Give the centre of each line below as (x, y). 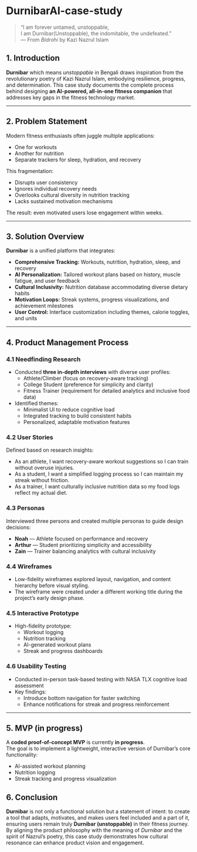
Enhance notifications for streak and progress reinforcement (96, 704)
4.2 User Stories (30, 437)
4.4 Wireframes (29, 566)
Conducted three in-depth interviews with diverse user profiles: (93, 372)
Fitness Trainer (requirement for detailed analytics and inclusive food (106, 391)
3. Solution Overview (45, 236)
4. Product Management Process (67, 342)
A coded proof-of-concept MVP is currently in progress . (75, 742)
